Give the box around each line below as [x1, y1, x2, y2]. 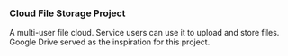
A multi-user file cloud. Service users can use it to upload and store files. [9, 28, 280, 38]
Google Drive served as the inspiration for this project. [9, 36, 211, 47]
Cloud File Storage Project [9, 7, 126, 20]
